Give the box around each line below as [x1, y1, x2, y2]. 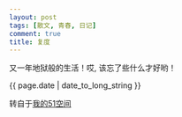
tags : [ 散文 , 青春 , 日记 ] [9, 21, 97, 30]
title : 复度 [9, 37, 50, 47]
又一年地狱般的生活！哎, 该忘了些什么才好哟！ [9, 62, 177, 73]
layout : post [9, 12, 57, 22]
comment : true [9, 29, 62, 38]
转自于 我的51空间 [9, 99, 72, 109]
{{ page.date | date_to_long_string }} [9, 80, 141, 91]
